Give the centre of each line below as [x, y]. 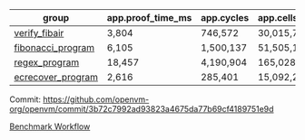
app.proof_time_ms [149, 18]
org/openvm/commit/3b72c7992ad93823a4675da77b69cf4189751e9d [142, 109]
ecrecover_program [56, 77]
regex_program [47, 62]
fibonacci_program [54, 47]
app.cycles [225, 18]
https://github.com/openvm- [96, 99]
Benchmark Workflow [50, 126]
